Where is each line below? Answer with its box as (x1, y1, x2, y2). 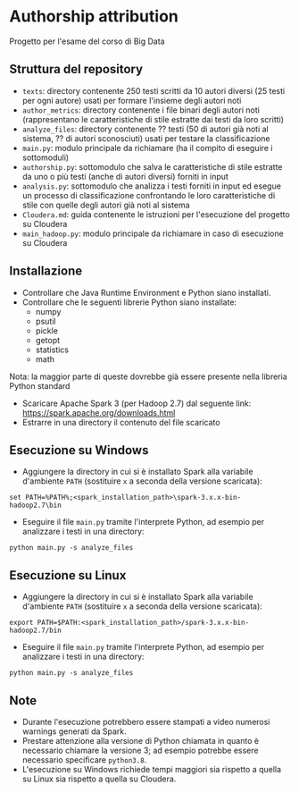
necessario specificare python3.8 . (21, 755, 147, 765)
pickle (35, 325, 58, 336)
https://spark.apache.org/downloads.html (21, 407, 176, 418)
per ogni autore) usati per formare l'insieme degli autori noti (21, 95, 242, 105)
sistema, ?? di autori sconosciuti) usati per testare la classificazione (21, 132, 270, 144)
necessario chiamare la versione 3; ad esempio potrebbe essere (21, 745, 259, 755)
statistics (35, 344, 70, 355)
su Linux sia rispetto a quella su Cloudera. (21, 773, 177, 784)
